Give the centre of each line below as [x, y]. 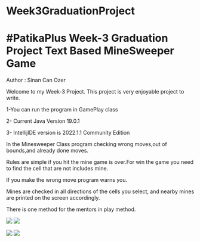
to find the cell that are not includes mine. [57, 169]
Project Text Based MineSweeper [90, 51]
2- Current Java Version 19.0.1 [43, 121]
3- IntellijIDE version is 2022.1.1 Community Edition [68, 133]
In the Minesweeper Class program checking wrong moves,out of [87, 144]
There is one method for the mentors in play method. [71, 209]
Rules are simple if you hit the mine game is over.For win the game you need [100, 162]
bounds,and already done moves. [47, 151]
